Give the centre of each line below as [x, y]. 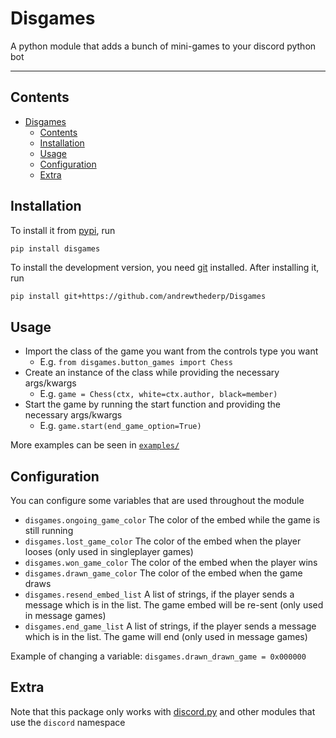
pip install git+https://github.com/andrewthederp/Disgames [138, 297]
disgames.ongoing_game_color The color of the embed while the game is [172, 520]
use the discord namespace [68, 722]
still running [49, 531]
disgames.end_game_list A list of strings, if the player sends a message [170, 626]
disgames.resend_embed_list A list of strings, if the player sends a [159, 594]
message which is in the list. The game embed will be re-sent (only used [174, 605]
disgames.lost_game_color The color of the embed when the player [163, 541]
